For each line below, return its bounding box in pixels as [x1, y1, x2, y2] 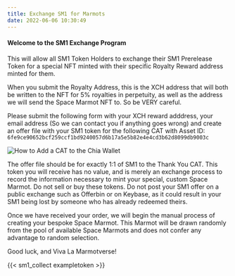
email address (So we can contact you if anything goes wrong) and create [7, 119, 222, 127]
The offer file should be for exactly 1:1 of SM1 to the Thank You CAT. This [7, 160, 218, 168]
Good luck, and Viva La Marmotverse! [7, 247, 118, 256]
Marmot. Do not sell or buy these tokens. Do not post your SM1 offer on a [7, 182, 220, 191]
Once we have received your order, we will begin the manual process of [7, 211, 216, 219]
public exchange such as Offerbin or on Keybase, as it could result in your [7, 189, 222, 198]
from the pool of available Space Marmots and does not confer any [7, 226, 202, 234]
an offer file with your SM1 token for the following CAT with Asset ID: [7, 126, 205, 134]
